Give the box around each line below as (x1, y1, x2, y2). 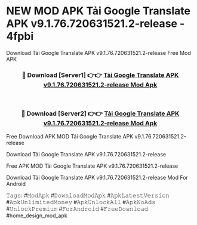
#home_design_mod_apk (6, 212, 67, 219)
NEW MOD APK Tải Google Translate (6, 4, 191, 18)
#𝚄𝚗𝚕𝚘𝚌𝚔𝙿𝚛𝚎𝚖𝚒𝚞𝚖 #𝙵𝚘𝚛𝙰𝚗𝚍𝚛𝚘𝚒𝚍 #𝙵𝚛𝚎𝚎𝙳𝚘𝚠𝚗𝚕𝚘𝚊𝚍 (6, 205, 148, 212)
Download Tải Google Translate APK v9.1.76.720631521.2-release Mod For (6, 174, 188, 181)
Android (6, 180, 26, 187)
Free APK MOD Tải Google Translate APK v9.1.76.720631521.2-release (6, 162, 178, 169)
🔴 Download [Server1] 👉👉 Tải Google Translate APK (21, 70, 179, 79)
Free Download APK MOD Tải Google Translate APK (6, 132, 134, 140)
